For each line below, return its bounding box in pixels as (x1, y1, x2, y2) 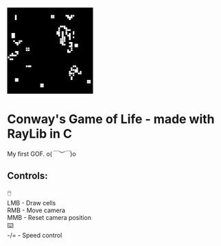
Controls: (7, 170, 48, 182)
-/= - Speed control (7, 231, 62, 239)
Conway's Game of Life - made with (7, 112, 215, 127)
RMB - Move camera (7, 206, 66, 214)
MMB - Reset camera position (7, 213, 91, 221)
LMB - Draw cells (7, 198, 56, 207)
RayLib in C (7, 126, 73, 142)
